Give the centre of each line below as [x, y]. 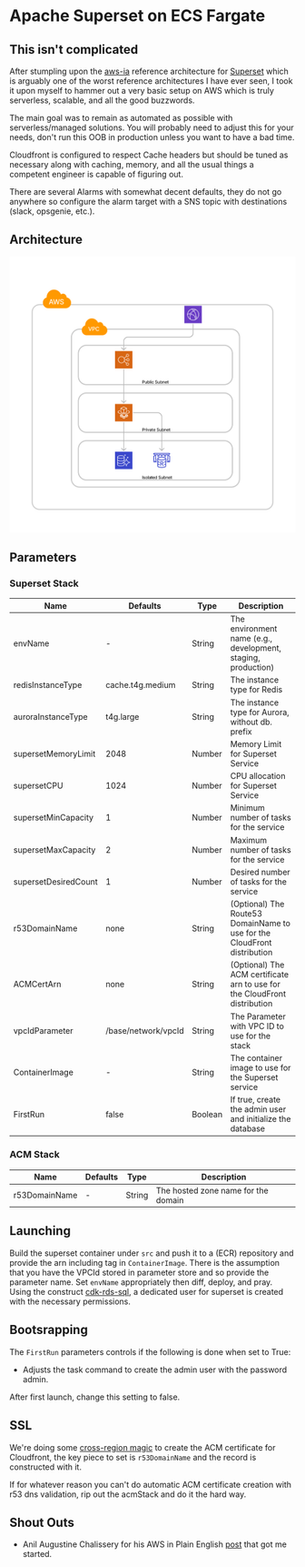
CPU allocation [258, 776]
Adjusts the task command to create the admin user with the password [155, 1370]
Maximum [249, 840]
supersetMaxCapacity [54, 849]
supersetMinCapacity [53, 818]
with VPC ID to [257, 1026]
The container [256, 1057]
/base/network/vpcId [145, 1031]
